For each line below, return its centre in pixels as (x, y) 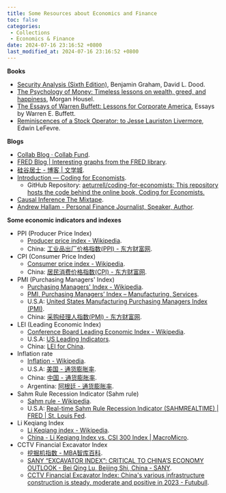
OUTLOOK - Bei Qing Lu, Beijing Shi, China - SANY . (99, 468)
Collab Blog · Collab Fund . (53, 154)
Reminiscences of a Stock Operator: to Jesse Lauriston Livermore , (110, 121)
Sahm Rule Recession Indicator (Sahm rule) (78, 394)
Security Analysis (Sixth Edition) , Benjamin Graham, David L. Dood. (111, 84)
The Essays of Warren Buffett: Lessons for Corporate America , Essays (116, 106)
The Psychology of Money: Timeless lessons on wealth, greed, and (111, 91)
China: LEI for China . (56, 346)
